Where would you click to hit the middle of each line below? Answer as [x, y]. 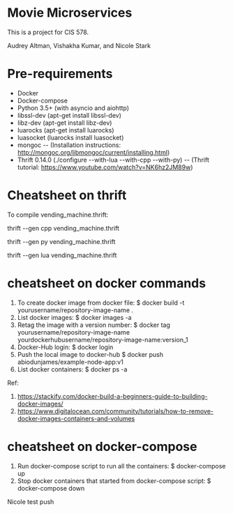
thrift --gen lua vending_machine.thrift [62, 255]
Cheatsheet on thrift [67, 196]
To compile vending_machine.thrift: [58, 215]
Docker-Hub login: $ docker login [65, 347]
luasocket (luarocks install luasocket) [70, 137]
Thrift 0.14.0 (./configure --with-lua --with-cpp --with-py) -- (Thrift [113, 160]
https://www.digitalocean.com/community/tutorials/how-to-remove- [115, 411]
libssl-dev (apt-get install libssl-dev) [69, 115]
